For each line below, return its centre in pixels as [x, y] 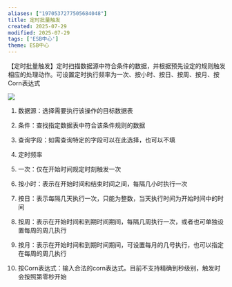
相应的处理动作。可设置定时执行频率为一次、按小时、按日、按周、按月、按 [114, 74]
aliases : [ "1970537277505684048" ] [58, 13]
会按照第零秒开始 [42, 277]
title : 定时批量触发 [34, 20]
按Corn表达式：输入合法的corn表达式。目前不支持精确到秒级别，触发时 [119, 268]
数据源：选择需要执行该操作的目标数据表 [75, 110]
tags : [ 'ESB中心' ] [33, 39]
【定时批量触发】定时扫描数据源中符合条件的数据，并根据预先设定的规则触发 [117, 66]
